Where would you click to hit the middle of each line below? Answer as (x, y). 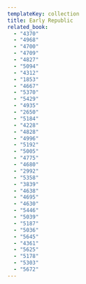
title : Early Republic (40, 20)
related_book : (28, 27)
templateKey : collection (43, 14)
